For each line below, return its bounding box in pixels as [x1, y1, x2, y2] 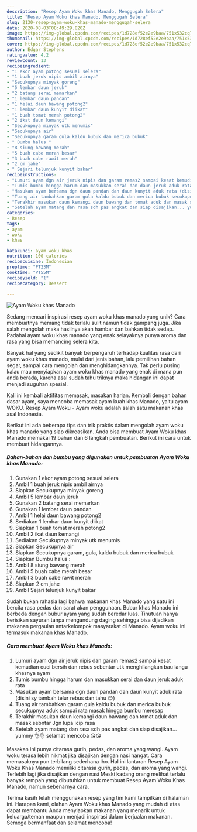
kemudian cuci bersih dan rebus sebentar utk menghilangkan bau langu [15, 663, 188, 670]
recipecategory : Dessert [6, 280, 67, 286]
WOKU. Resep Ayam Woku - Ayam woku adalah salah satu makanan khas [6, 404, 184, 411]
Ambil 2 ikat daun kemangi [15, 530, 80, 537]
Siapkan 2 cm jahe [15, 580, 60, 587]
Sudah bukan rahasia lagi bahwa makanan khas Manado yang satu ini [6, 598, 174, 605]
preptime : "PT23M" [6, 264, 51, 270]
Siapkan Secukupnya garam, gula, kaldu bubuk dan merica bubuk [15, 549, 174, 556]
